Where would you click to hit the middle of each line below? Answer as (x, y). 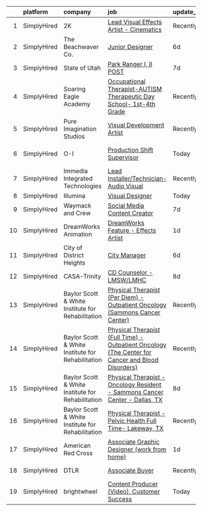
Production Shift (130, 150)
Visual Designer (130, 196)
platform (35, 12)
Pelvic (116, 421)
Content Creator (130, 213)
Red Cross (78, 453)
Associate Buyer (131, 470)
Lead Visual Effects (135, 22)
